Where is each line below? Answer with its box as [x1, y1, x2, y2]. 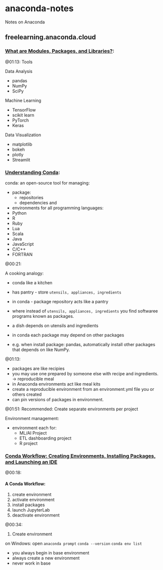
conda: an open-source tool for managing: [5, 180, 90, 185]
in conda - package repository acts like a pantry [12, 298, 109, 304]
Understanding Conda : [5, 169, 60, 176]
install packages [12, 502, 45, 508]
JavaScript [12, 241, 34, 247]
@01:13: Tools [5, 59, 33, 65]
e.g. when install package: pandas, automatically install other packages [12, 341, 156, 347]
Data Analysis [5, 68, 33, 74]
